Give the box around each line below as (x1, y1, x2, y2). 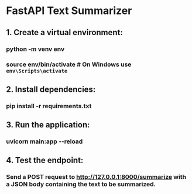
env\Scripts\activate (6, 68, 68, 74)
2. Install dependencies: (6, 84, 96, 94)
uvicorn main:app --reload (6, 137, 83, 145)
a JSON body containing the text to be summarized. (6, 180, 156, 188)
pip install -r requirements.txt (6, 102, 92, 110)
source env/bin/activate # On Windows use (6, 60, 132, 68)
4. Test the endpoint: (6, 155, 84, 165)
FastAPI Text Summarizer (6, 4, 132, 18)
